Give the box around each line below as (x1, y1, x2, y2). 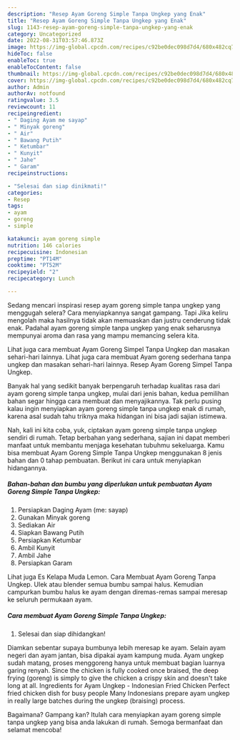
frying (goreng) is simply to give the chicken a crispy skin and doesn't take (7, 674, 227, 682)
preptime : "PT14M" (7, 255, 62, 263)
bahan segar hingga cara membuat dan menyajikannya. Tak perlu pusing (7, 397, 221, 405)
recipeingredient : (7, 110, 62, 117)
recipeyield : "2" (7, 268, 59, 275)
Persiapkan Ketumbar (17, 536, 82, 544)
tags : (7, 203, 24, 210)
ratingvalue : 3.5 (7, 97, 59, 104)
